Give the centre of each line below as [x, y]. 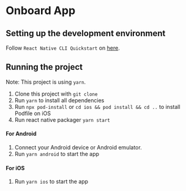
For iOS [15, 168]
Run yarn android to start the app [57, 154]
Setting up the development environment [86, 33]
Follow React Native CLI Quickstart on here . [63, 48]
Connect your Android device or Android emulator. [78, 148]
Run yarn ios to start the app [51, 182]
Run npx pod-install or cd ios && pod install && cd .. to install [98, 107]
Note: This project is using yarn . [46, 82]
